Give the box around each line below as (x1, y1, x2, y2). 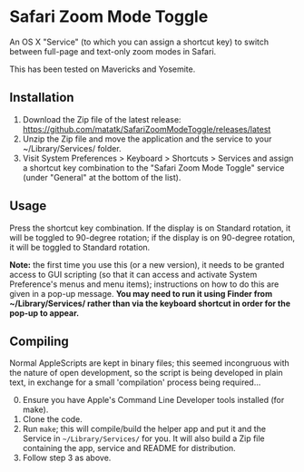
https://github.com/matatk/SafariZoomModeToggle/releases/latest (22, 123, 271, 134)
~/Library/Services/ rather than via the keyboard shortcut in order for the (9, 298, 291, 309)
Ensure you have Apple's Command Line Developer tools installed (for (22, 395, 285, 406)
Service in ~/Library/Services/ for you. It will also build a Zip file (22, 433, 265, 444)
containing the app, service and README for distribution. (22, 443, 236, 454)
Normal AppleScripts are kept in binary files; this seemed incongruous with (9, 358, 290, 369)
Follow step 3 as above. (22, 452, 112, 464)
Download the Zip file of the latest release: (22, 113, 181, 124)
